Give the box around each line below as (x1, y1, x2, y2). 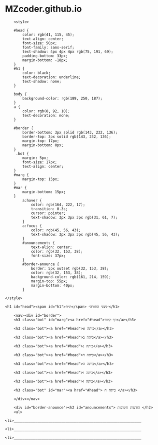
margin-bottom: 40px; (30, 283, 75, 288)
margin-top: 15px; (22, 176, 59, 182)
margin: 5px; (22, 155, 49, 160)
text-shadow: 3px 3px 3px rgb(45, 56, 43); (30, 232, 120, 237)
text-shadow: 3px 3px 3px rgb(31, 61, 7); (30, 215, 118, 220)
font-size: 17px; (22, 159, 57, 165)
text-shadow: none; (22, 79, 62, 84)
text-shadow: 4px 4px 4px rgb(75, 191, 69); (22, 49, 114, 54)
